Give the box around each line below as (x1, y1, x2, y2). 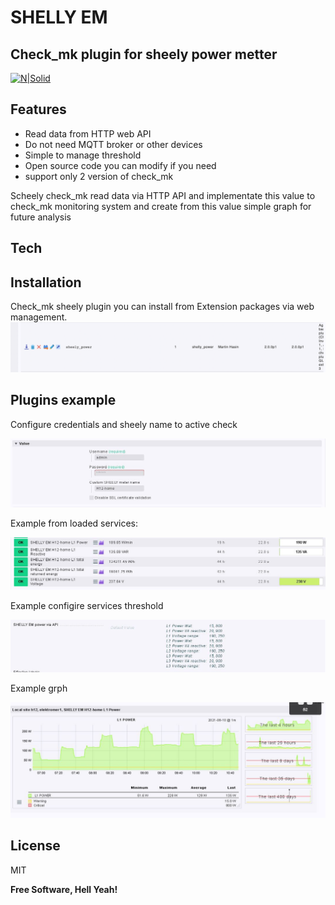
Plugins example (10, 392, 117, 409)
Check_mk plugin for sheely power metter (10, 46, 278, 63)
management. (10, 311, 68, 323)
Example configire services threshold (10, 600, 164, 612)
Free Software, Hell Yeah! (10, 883, 118, 895)
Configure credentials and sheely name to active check (10, 418, 238, 430)
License (10, 837, 61, 855)
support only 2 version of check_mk (24, 170, 174, 182)
